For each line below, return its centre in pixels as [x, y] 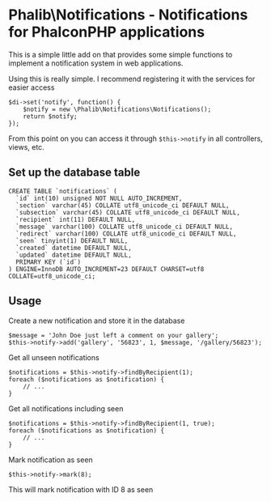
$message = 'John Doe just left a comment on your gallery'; [114, 335]
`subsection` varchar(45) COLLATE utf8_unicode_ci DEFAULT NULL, [128, 212]
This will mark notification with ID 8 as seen [81, 489]
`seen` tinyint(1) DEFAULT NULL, [72, 240]
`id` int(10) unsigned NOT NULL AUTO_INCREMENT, [99, 198]
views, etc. [26, 146]
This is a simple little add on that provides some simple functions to [121, 54]
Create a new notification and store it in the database [97, 321]
